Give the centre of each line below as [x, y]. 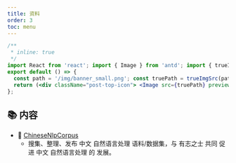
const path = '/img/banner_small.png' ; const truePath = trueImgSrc [116, 78]
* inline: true [32, 52]
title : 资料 [24, 14]
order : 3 [20, 20]
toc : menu [22, 27]
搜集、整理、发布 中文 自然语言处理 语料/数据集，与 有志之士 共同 [123, 143]
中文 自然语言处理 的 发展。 [76, 153]
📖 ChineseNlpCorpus [48, 135]
